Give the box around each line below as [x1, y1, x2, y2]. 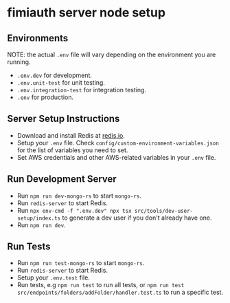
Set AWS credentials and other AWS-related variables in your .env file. [16, 153, 216, 161]
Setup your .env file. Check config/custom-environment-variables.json [16, 138, 220, 147]
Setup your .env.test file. [16, 273, 91, 282]
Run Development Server [7, 174, 117, 185]
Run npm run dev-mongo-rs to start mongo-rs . [16, 191, 142, 200]
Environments [7, 32, 69, 44]
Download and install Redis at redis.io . [16, 131, 126, 139]
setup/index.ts [16, 215, 61, 222]
